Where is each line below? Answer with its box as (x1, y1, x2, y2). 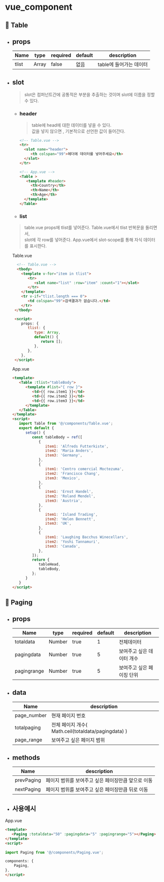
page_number (14, 712, 47, 719)
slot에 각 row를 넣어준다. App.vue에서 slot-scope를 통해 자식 (24, 237, 143, 243)
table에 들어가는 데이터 (97, 61, 148, 68)
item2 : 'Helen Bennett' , (45, 516, 96, 522)
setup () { (25, 430, 45, 435)
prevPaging (14, 777, 41, 784)
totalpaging (14, 724, 41, 731)
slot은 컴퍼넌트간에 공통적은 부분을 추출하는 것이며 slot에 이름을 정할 (24, 92, 155, 98)
